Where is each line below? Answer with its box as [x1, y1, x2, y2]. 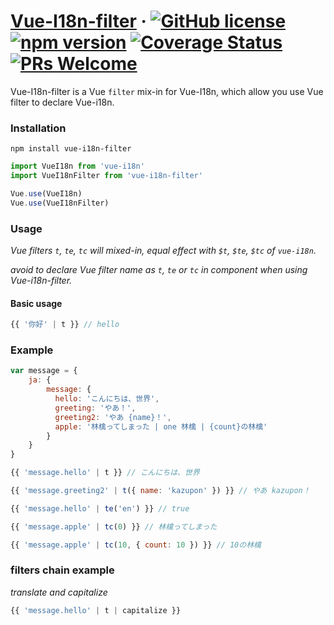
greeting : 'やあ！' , [54, 403, 137, 413]
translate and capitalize [10, 586, 108, 598]
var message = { [10, 366, 78, 376]
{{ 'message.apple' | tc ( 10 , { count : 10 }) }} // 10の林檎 [10, 540, 262, 550]
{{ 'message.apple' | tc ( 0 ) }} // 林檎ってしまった [10, 521, 218, 532]
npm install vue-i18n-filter [10, 144, 132, 154]
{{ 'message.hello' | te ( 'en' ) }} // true [10, 503, 190, 514]
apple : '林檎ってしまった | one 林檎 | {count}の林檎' [54, 421, 268, 432]
